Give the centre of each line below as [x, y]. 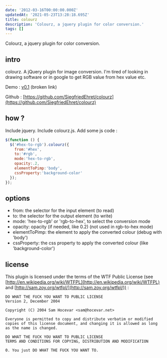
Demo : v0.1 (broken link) [31, 87]
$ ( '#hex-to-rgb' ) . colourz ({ [40, 145]
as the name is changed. [31, 328]
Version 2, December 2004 [32, 301]
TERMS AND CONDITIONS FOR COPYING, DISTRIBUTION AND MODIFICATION [77, 342]
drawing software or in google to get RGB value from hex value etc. [76, 77]
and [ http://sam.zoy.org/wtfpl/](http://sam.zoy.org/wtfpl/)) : [67, 288]
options [18, 198]
